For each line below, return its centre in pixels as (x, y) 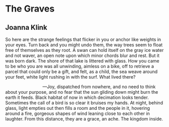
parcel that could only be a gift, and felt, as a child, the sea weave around (81, 72)
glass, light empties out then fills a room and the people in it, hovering (78, 108)
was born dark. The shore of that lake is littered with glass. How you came (82, 61)
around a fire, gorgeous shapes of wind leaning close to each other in (78, 113)
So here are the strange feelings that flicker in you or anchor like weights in (83, 39)
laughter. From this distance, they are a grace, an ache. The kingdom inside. (84, 119)
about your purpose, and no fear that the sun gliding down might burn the (82, 92)
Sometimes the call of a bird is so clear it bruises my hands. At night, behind (84, 103)
